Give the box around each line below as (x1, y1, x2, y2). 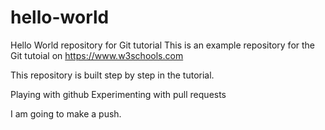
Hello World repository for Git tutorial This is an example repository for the (10, 39, 316, 51)
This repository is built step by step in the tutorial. (10, 69, 215, 81)
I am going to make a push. (10, 107, 122, 120)
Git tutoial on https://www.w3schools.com (10, 49, 184, 61)
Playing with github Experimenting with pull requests (10, 88, 227, 100)
